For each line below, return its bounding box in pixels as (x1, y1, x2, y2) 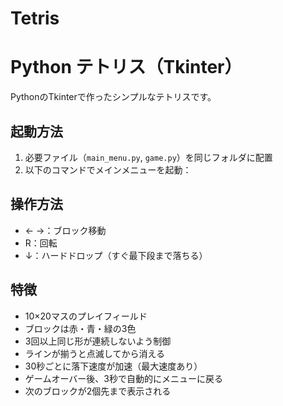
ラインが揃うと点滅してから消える (24, 347, 165, 359)
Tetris (10, 7, 60, 30)
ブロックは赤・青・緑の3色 (24, 322, 137, 334)
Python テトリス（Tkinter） (10, 56, 243, 79)
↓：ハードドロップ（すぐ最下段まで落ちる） (24, 249, 208, 261)
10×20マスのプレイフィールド (24, 310, 148, 322)
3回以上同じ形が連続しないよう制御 (24, 335, 172, 347)
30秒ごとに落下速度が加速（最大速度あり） (24, 360, 203, 372)
